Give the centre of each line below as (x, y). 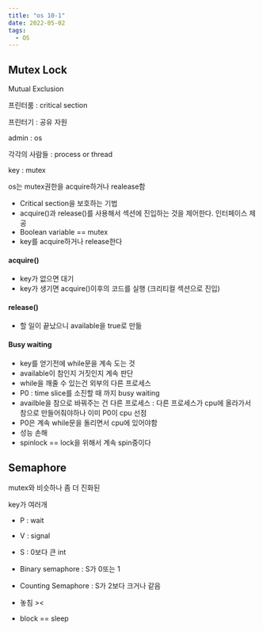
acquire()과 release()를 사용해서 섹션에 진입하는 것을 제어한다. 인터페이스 (133, 213)
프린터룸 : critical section (48, 105)
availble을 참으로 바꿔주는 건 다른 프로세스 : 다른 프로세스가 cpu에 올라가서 (135, 403)
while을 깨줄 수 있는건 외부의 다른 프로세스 (86, 383)
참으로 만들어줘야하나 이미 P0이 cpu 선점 (83, 412)
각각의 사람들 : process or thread (61, 155)
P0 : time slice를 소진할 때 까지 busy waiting (90, 392)
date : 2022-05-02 (37, 23)
